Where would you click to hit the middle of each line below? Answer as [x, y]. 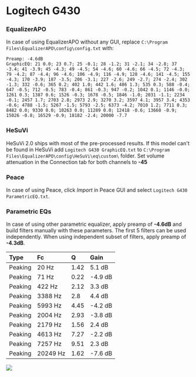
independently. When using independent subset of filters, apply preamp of [96, 237]
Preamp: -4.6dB [25, 59]
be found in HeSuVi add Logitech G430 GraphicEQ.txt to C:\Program [88, 149]
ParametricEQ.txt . [28, 196]
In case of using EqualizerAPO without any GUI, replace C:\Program [87, 42]
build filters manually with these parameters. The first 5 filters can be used [96, 231]
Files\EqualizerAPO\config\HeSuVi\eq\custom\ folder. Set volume [85, 156]
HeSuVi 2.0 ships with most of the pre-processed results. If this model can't [98, 143]
